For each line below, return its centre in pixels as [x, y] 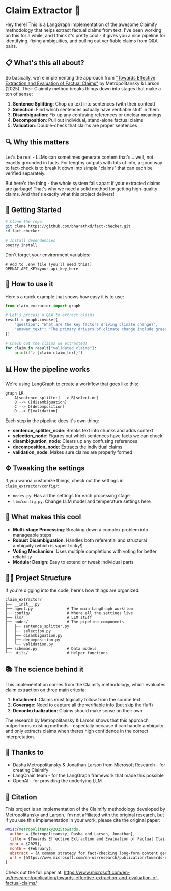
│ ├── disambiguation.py [34, 635]
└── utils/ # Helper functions [57, 653]
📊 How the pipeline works [48, 369]
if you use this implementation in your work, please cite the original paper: [83, 820]
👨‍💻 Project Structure [38, 578]
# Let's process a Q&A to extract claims [50, 315]
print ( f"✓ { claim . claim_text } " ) [49, 353]
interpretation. [20, 737]
